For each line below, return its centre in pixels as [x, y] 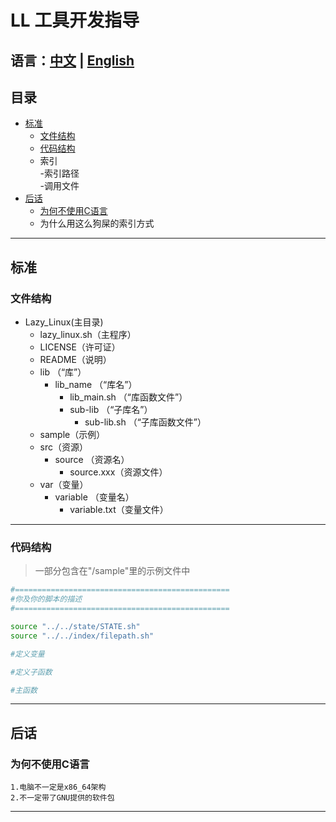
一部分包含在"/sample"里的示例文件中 [112, 571]
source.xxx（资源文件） [118, 472]
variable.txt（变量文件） [119, 510]
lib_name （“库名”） [96, 385]
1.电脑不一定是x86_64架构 [58, 787]
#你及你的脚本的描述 [46, 599]
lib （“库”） [63, 372]
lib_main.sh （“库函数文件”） [128, 397]
